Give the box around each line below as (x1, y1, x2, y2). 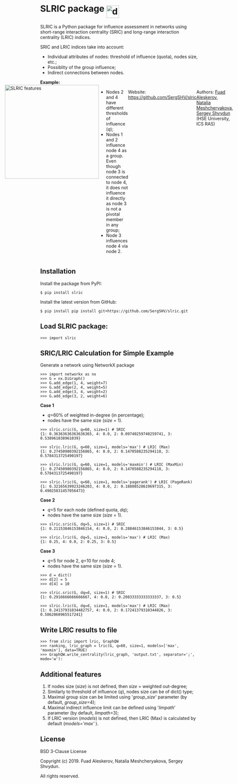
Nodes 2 (105, 88, 124, 95)
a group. (105, 152, 123, 158)
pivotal (105, 211, 120, 217)
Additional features (40, 670, 101, 678)
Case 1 (40, 402, 54, 408)
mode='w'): (40, 656, 63, 661)
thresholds (105, 110, 128, 116)
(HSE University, (196, 115, 230, 121)
